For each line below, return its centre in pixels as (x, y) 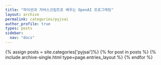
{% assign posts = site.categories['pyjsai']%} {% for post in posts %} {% (81, 52)
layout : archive (22, 14)
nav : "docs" (22, 38)
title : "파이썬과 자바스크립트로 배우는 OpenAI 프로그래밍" (59, 10)
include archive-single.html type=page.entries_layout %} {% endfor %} (79, 57)
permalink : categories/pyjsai (37, 19)
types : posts (19, 28)
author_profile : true (28, 24)
